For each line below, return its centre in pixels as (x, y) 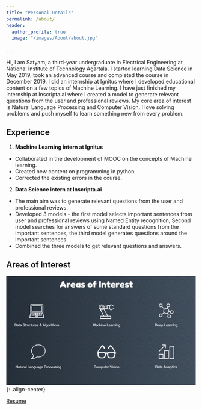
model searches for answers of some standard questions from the (97, 226)
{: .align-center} (26, 389)
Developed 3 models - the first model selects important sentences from (103, 214)
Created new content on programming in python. (75, 171)
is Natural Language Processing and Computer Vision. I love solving (90, 107)
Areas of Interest (38, 265)
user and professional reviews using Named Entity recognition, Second (103, 220)
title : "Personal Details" (40, 13)
